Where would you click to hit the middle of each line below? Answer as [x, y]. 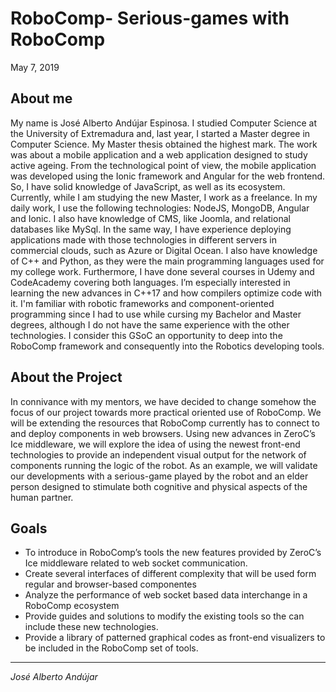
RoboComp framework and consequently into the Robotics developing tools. [167, 346]
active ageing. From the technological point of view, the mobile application [163, 165]
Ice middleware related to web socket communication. [136, 563]
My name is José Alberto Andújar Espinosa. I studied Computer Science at [164, 123]
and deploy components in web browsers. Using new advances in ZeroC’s [163, 433]
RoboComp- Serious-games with [150, 18]
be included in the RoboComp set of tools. [111, 648]
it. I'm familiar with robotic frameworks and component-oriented [142, 303]
